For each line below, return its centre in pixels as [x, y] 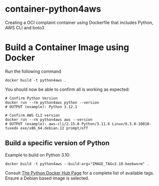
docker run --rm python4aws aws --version [49, 120]
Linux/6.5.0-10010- [132, 124]
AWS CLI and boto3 [25, 27]
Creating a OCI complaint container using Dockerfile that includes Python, [79, 22]
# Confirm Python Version [31, 98]
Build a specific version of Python [57, 143]
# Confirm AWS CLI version [32, 115]
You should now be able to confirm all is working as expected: [68, 89]
